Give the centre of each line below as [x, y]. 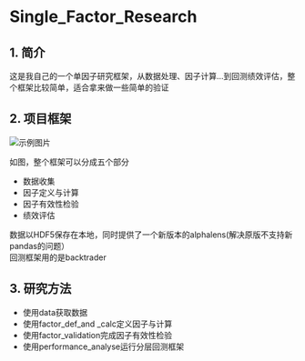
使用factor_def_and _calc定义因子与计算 [97, 324]
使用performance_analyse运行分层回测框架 [103, 346]
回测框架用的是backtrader [58, 257]
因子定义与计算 [51, 192]
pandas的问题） [40, 246]
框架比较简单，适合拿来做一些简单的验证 [93, 87]
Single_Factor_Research [103, 17]
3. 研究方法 [41, 289]
